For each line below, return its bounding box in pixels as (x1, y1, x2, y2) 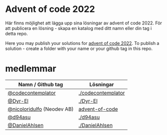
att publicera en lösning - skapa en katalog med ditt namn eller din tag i (5, 25, 152, 31)
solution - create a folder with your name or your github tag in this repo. (5, 45, 153, 51)
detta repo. (5, 30, 28, 36)
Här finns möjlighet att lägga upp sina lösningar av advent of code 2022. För (5, 20, 162, 26)
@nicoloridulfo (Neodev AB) (7, 106, 74, 113)
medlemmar (5, 63, 56, 74)
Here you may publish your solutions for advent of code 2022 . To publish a (5, 40, 159, 46)
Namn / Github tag (18, 81, 63, 88)
